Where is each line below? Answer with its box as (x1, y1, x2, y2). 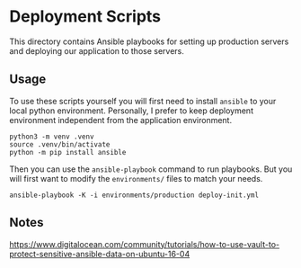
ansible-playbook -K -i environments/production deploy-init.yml (9, 191, 259, 200)
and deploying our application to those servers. (9, 45, 184, 56)
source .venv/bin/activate (9, 139, 111, 149)
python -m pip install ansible (9, 147, 127, 156)
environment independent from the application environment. (9, 114, 232, 125)
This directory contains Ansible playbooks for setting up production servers (9, 36, 289, 47)
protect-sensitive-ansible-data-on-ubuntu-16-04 (9, 248, 190, 259)
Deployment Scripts (9, 6, 162, 27)
